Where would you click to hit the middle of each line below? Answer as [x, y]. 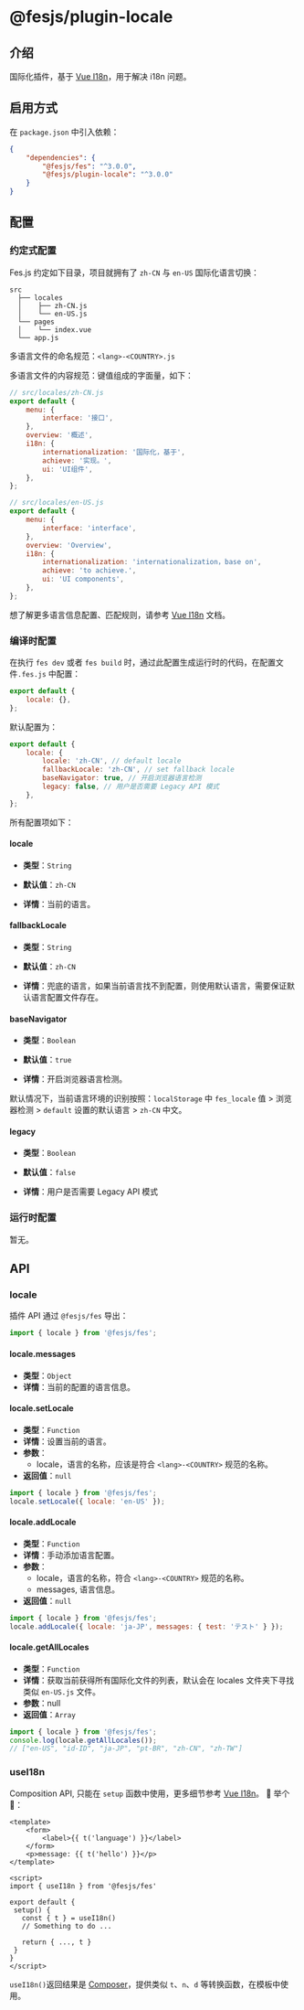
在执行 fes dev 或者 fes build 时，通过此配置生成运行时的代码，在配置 [143, 663]
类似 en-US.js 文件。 [61, 1691]
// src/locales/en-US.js [57, 503]
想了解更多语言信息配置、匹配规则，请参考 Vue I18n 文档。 [120, 615]
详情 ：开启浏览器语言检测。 [75, 1079]
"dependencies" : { [61, 157]
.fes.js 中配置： [49, 674]
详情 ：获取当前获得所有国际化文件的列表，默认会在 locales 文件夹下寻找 [158, 1680]
